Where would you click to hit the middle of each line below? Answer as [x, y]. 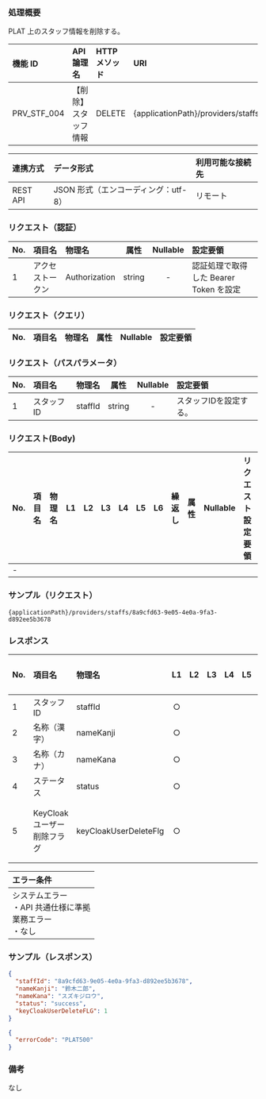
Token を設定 [217, 289]
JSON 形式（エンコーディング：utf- [120, 190]
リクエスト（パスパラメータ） [65, 363]
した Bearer [213, 277]
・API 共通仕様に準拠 [51, 908]
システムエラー [40, 896]
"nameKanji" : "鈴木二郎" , [56, 989]
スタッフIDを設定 [209, 401]
